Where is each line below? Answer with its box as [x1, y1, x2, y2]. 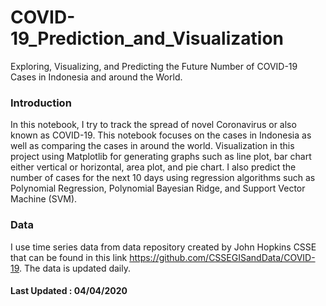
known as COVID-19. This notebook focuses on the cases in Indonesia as [10, 129, 312, 141]
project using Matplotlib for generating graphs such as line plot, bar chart [10, 151, 312, 163]
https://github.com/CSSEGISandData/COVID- [129, 251, 316, 263]
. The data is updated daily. [19, 262, 131, 274]
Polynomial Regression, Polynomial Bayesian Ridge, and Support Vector [10, 182, 306, 195]
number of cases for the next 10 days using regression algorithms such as [10, 172, 316, 184]
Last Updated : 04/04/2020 [10, 285, 128, 297]
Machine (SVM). [10, 193, 78, 205]
